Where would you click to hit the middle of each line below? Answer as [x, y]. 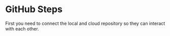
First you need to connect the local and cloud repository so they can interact [85, 23]
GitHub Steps [34, 9]
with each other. [22, 28]
